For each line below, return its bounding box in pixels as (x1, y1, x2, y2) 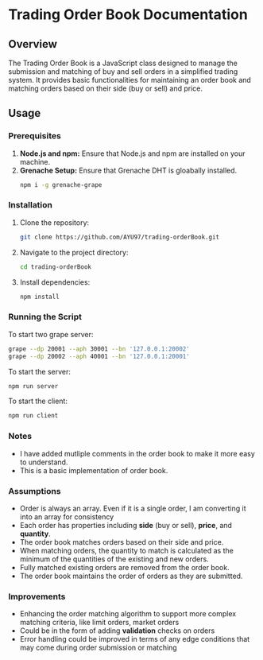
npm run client (8, 412, 59, 420)
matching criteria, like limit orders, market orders (19, 618, 180, 627)
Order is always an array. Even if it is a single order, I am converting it (19, 503, 246, 513)
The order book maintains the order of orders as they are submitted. (19, 571, 243, 580)
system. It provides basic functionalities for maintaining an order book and (8, 76, 252, 84)
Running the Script (8, 312, 82, 323)
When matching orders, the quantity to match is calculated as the (19, 545, 234, 555)
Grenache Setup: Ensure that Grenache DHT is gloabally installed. (19, 165, 238, 175)
